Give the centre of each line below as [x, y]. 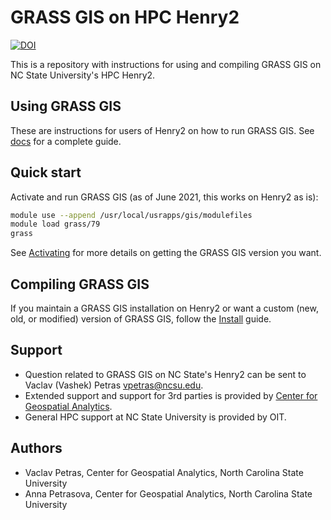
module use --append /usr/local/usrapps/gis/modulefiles [131, 215]
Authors [36, 448]
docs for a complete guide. [66, 141]
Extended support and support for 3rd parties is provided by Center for [171, 395]
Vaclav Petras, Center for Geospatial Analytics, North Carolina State [164, 472]
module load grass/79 [55, 224]
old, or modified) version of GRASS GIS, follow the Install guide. [141, 319]
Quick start [46, 172]
